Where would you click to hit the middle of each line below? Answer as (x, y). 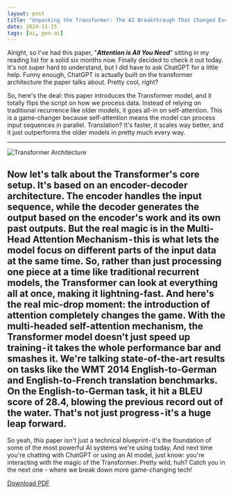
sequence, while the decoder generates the (103, 206)
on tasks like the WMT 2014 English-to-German (112, 369)
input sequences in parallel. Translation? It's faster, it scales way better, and (115, 125)
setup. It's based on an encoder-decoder (97, 185)
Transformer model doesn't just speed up (99, 337)
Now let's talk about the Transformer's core (103, 174)
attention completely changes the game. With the (116, 315)
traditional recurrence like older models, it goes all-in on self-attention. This (115, 110)
